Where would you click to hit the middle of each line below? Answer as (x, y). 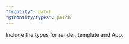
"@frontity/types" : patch (38, 17)
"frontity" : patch (29, 12)
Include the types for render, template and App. (64, 34)
